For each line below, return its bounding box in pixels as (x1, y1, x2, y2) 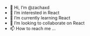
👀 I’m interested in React (9, 10, 60, 16)
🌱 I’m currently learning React (9, 15, 71, 20)
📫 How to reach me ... (9, 26, 56, 31)
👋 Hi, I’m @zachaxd (9, 5, 50, 10)
